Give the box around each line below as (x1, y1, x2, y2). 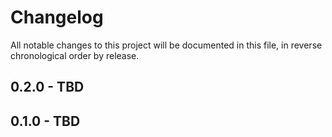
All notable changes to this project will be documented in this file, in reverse (10, 39, 323, 51)
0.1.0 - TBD (10, 112, 81, 130)
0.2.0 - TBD (10, 79, 85, 96)
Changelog (10, 6, 104, 29)
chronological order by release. (10, 49, 140, 61)
